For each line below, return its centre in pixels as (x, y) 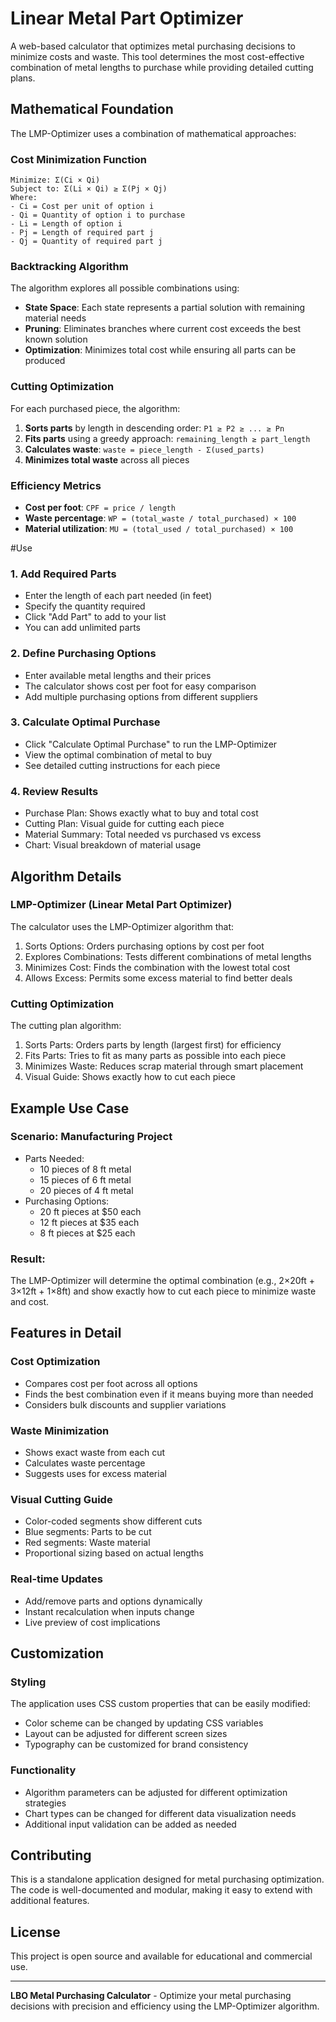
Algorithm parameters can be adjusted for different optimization (156, 1792)
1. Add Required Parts (63, 574)
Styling (28, 1682)
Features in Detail (66, 1333)
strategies (45, 1803)
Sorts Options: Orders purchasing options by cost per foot (144, 946)
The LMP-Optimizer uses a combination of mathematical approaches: (153, 133)
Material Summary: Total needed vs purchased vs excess (143, 834)
